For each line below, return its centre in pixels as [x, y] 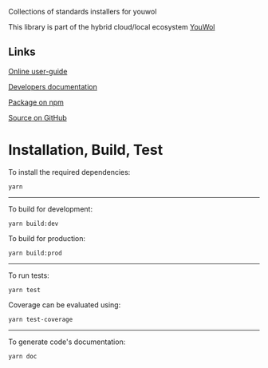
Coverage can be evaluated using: [65, 305]
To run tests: [29, 275]
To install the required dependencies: [69, 172]
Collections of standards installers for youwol [83, 12]
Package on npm [36, 102]
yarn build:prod [35, 253]
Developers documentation [53, 86]
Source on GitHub [38, 117]
